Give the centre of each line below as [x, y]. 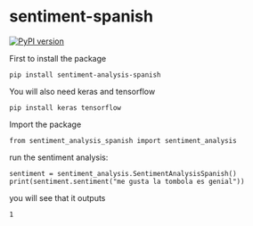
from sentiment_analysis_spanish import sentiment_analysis [123, 140]
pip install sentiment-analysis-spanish [86, 75]
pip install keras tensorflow [65, 108]
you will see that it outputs [57, 197]
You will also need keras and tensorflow [82, 91]
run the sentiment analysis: [59, 157]
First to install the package [58, 58]
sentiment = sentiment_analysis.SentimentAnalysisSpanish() [123, 173]
